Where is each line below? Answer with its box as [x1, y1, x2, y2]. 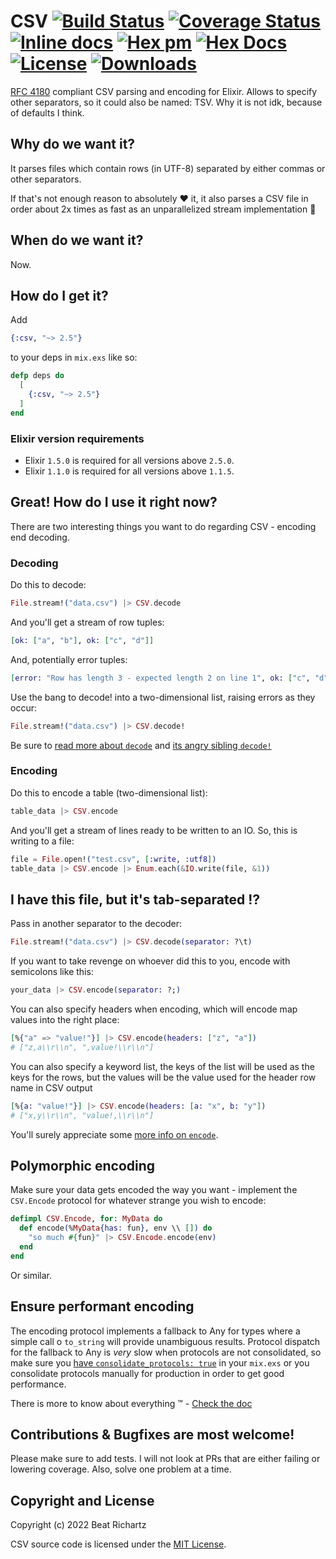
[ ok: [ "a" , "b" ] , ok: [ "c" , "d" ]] [10, 635, 155, 645]
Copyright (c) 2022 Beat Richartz [10, 1519, 147, 1531]
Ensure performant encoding [10, 1298, 195, 1315]
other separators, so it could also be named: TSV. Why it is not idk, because [10, 96, 323, 108]
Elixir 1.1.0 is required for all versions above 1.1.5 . [24, 465, 235, 477]
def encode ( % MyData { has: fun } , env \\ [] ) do [19, 1223, 213, 1234]
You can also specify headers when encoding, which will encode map [10, 1003, 298, 1015]
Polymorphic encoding [10, 1157, 156, 1174]
